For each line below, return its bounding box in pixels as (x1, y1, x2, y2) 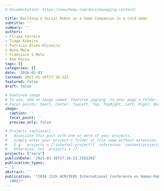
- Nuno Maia (5, 47, 29, 53)
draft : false (5, 84, 32, 89)
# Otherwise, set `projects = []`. (5, 147, 82, 152)
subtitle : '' (5, 20, 32, 25)
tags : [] (5, 61, 23, 66)
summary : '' (5, 25, 29, 30)
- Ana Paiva (5, 57, 29, 61)
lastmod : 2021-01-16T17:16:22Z (5, 75, 69, 80)
